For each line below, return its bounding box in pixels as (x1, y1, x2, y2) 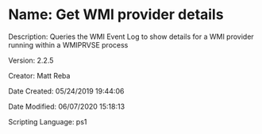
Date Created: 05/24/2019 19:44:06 (8, 86, 125, 96)
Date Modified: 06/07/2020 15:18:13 (8, 101, 125, 111)
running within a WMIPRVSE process (8, 40, 129, 49)
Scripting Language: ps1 (8, 117, 87, 126)
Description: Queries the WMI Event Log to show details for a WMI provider (8, 32, 254, 41)
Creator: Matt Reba (8, 71, 71, 80)
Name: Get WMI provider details (8, 6, 224, 24)
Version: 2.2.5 (8, 56, 54, 65)
